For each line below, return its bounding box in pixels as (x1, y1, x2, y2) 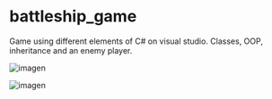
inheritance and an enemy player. (9, 45, 133, 55)
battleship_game (9, 6, 137, 27)
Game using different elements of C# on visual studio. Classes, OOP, (9, 36, 263, 46)
